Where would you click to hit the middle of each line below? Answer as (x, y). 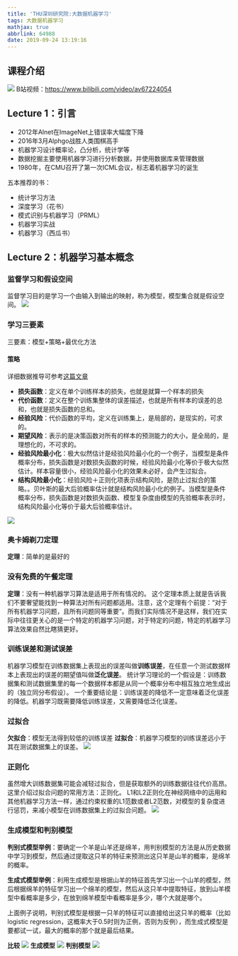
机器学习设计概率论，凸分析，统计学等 (73, 149)
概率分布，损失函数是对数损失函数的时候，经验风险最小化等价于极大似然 (123, 462)
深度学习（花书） (42, 206)
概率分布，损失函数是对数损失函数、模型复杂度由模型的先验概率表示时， (123, 497)
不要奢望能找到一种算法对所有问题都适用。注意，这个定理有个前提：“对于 (120, 602)
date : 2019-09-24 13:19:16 (47, 40)
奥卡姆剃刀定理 (33, 540)
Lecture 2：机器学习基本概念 (71, 257)
